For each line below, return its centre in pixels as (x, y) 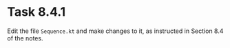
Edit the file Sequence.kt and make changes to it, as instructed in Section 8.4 (115, 31)
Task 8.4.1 (36, 12)
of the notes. (25, 38)
